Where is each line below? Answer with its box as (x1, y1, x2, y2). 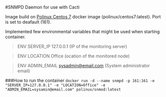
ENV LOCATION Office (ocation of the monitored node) (17, 53, 130, 59)
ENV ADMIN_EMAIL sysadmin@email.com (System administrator (17, 63, 150, 68)
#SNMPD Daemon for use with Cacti (5, 4, 80, 10)
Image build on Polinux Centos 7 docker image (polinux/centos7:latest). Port (5, 14, 161, 19)
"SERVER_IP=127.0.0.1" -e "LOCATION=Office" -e (5, 83, 106, 88)
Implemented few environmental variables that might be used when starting (5, 29, 160, 34)
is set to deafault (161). (5, 19, 51, 25)
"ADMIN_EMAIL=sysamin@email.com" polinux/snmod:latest (5, 87, 121, 92)
